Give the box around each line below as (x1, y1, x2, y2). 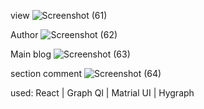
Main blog (10, 48, 52, 60)
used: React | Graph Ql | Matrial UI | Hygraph (10, 87, 195, 99)
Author (10, 29, 39, 40)
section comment (10, 68, 83, 79)
